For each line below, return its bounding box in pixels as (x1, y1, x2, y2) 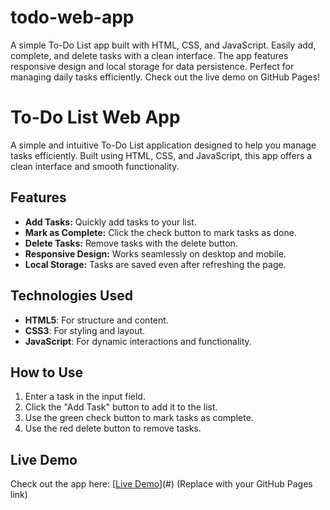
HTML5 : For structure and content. (24, 314, 169, 326)
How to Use (10, 364, 84, 381)
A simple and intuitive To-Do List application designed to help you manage (10, 139, 317, 151)
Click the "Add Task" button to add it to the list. (24, 401, 218, 413)
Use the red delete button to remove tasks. (24, 422, 202, 435)
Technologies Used (10, 287, 133, 305)
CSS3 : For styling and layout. (24, 324, 146, 336)
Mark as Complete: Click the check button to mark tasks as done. (24, 226, 297, 238)
